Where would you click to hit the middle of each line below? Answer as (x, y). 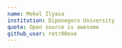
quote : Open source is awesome (53, 27)
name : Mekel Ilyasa (36, 14)
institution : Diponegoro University (61, 20)
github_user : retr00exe (42, 34)
